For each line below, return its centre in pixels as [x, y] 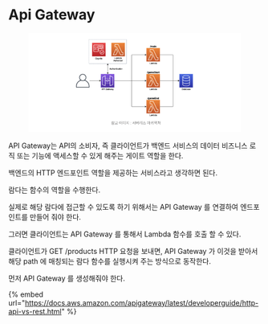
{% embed [26, 294]
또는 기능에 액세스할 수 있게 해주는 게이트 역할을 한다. [100, 155]
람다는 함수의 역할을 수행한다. [55, 190]
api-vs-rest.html [35, 311]
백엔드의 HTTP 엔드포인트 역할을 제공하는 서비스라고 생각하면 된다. [113, 172]
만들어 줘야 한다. [55, 217]
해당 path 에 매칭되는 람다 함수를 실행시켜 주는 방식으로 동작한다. [110, 261]
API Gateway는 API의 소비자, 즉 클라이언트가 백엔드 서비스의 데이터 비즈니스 [128, 146]
